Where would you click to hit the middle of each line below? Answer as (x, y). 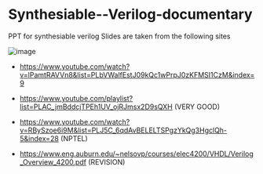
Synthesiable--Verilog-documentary (130, 14)
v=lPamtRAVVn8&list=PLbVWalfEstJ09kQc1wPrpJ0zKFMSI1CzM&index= (137, 74)
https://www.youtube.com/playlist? (76, 98)
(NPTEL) (74, 138)
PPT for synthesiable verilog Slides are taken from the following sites (119, 36)
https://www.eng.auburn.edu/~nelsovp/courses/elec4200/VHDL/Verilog (136, 154)
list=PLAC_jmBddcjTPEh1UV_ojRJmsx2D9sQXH (96, 107)
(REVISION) (106, 161)
